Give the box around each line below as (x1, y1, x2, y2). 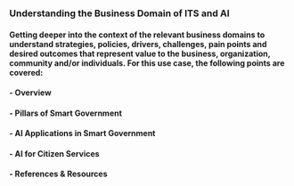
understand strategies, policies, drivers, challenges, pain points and (9, 38, 267, 49)
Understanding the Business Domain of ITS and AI (9, 7, 230, 20)
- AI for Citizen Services (9, 148, 100, 158)
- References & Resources (9, 168, 108, 180)
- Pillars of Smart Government (9, 108, 123, 118)
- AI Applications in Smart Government (9, 128, 156, 139)
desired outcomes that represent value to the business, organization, (9, 48, 271, 59)
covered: (9, 67, 44, 77)
